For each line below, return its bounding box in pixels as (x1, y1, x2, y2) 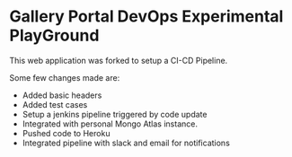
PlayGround (9, 25, 100, 46)
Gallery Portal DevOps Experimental (9, 6, 284, 27)
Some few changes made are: (9, 72, 120, 83)
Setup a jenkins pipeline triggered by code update (22, 109, 208, 119)
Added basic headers (22, 90, 102, 100)
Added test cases (22, 99, 88, 109)
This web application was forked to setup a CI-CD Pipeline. (9, 55, 228, 65)
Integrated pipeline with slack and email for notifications (22, 137, 231, 148)
